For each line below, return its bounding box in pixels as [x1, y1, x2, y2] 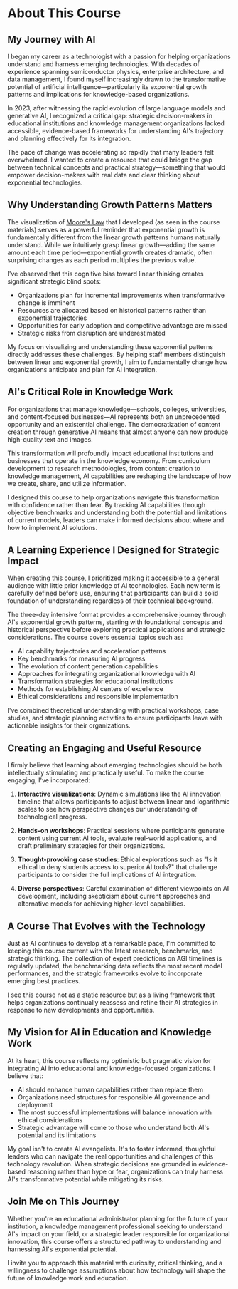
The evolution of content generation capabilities [17, 662, 158, 671]
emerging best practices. [7, 977, 81, 985]
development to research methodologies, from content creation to [7, 464, 200, 472]
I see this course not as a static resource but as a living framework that [7, 990, 215, 999]
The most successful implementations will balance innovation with [17, 1108, 212, 1117]
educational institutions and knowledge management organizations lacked [7, 119, 225, 128]
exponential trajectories [17, 314, 87, 322]
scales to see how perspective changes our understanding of [17, 805, 198, 814]
